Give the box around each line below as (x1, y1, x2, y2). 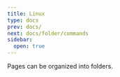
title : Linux (7, 10, 45, 17)
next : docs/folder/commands (7, 29, 89, 37)
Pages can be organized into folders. (7, 62, 113, 70)
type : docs (7, 17, 39, 24)
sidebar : (7, 36, 33, 43)
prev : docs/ (7, 23, 42, 30)
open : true (13, 43, 45, 50)
